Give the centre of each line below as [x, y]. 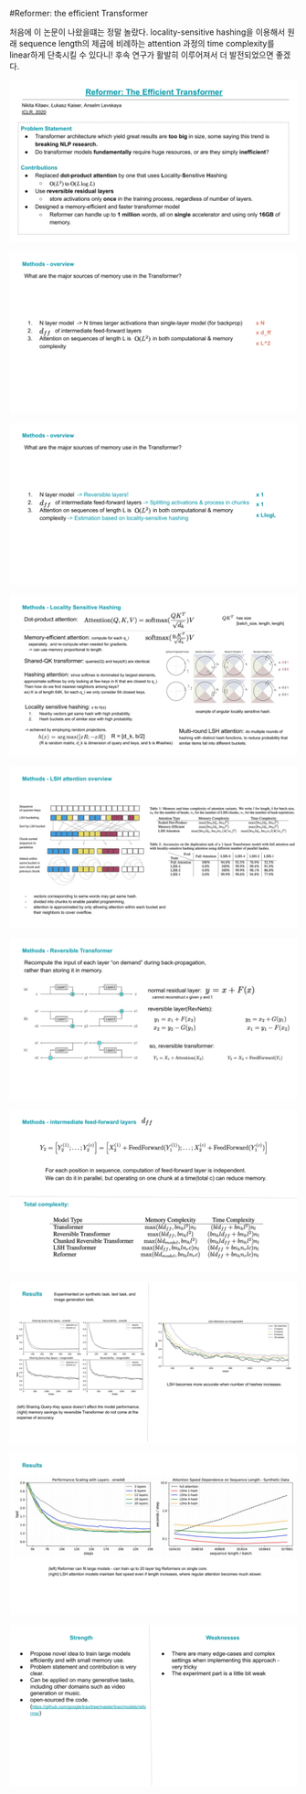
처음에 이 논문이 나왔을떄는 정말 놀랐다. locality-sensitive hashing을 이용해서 [148, 32]
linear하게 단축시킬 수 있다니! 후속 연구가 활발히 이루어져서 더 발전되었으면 [142, 55]
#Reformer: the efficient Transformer [79, 13]
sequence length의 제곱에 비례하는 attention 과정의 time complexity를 [147, 43]
